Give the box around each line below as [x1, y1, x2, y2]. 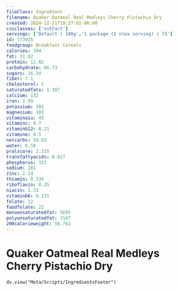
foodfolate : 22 [6, 204, 44, 210]
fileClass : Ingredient [6, 8, 63, 15]
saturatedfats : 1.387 [6, 87, 61, 93]
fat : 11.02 [6, 53, 34, 59]
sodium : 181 [6, 165, 36, 171]
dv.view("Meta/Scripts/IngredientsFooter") [6, 279, 117, 285]
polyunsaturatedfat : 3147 [6, 215, 71, 221]
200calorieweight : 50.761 [6, 221, 71, 227]
